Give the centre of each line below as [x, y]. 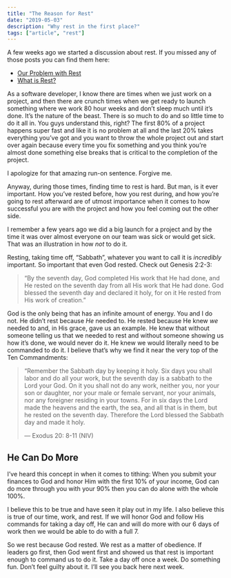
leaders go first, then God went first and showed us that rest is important [110, 552]
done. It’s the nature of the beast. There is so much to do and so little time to [115, 116]
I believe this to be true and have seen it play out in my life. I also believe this [116, 510]
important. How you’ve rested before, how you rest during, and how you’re [113, 194]
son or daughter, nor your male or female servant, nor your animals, [120, 393]
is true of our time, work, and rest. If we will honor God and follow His [106, 517]
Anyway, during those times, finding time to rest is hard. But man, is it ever [113, 186]
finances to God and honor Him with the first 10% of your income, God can [113, 481]
